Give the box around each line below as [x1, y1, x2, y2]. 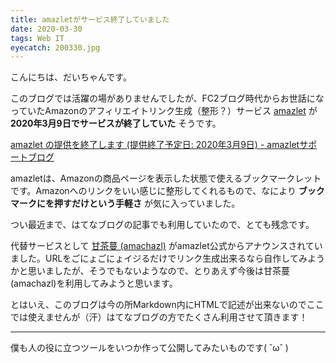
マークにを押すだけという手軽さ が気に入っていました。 [10, 197, 241, 210]
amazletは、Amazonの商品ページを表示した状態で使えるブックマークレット [10, 172, 322, 185]
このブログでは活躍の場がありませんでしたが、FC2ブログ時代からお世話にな [10, 92, 325, 105]
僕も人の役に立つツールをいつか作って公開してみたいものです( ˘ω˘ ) [10, 342, 289, 354]
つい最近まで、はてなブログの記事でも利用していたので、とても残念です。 [10, 219, 315, 231]
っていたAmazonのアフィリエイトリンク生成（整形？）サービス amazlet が [10, 105, 318, 117]
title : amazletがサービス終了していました [10, 14, 170, 25]
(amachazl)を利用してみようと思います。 [10, 277, 178, 290]
